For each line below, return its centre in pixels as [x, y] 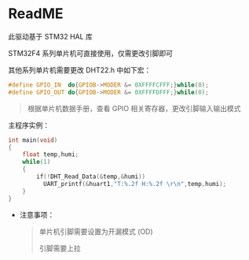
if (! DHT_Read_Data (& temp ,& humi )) [91, 177]
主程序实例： [29, 125]
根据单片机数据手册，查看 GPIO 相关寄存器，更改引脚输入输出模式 [134, 108]
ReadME [36, 14]
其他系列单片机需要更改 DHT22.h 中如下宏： [80, 70]
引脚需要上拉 [60, 248]
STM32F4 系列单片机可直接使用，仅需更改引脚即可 [91, 53]
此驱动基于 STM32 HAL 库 [50, 36]
